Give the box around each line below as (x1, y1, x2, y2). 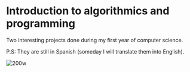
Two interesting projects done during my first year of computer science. (6, 36, 183, 43)
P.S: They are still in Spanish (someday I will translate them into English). (6, 48, 185, 55)
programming (6, 17, 76, 30)
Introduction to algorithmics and (6, 4, 170, 18)
